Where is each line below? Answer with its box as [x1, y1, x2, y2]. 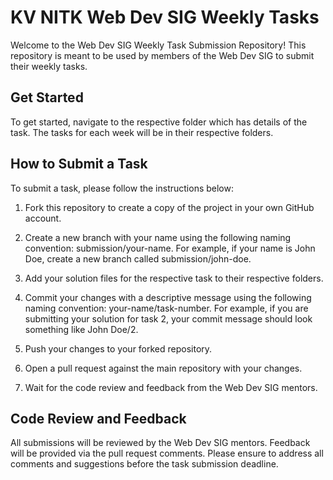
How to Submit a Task [10, 156, 148, 173]
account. [24, 212, 62, 224]
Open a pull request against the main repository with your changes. [24, 362, 303, 374]
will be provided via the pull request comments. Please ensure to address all [10, 447, 324, 460]
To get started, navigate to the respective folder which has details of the [10, 116, 308, 128]
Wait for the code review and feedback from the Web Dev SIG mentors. [24, 381, 318, 393]
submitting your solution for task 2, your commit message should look [24, 312, 313, 325]
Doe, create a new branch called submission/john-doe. [24, 252, 252, 265]
